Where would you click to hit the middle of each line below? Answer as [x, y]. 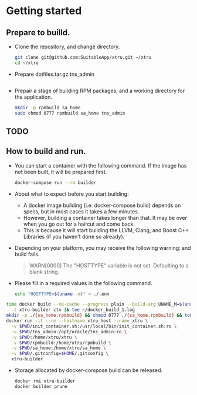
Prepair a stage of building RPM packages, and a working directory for [100, 91]
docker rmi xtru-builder [45, 381]
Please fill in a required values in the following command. [83, 283]
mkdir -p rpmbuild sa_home [47, 108]
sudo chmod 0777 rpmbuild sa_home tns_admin [70, 113]
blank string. [44, 272]
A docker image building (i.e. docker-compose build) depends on [102, 205]
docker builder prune [41, 386]
